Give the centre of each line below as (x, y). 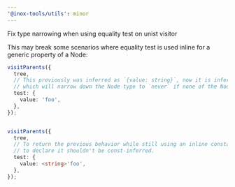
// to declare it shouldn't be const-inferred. (84, 151)
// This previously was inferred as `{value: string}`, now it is (112, 80)
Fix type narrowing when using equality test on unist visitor (92, 33)
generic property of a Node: (48, 54)
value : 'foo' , (40, 100)
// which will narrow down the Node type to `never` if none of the (115, 87)
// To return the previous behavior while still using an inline (111, 144)
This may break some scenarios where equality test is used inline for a (109, 47)
